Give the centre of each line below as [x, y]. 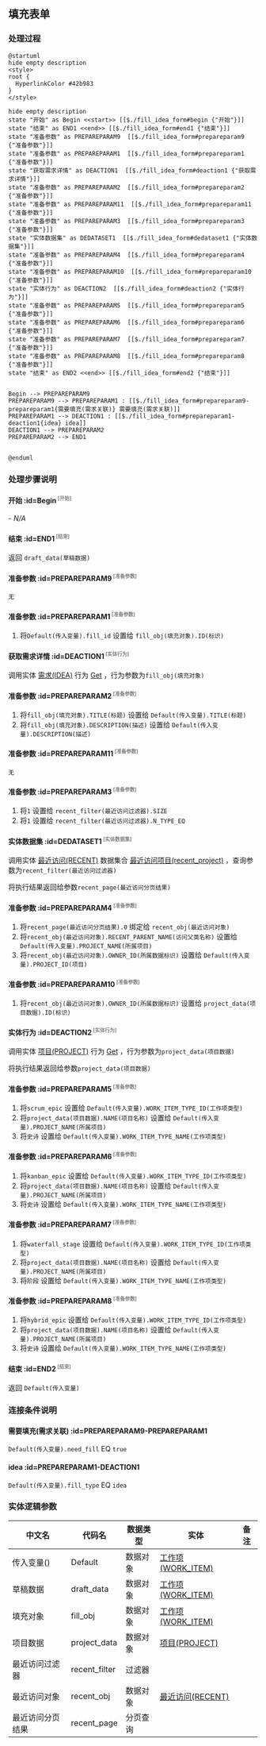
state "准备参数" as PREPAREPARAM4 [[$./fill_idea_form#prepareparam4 [127, 255]
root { [19, 77]
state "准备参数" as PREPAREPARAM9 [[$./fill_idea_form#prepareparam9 [127, 137]
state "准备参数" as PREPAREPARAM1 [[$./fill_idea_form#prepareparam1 [127, 153]
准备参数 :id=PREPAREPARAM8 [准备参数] [72, 1300]
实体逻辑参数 [33, 1507]
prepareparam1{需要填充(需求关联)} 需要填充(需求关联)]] [94, 409]
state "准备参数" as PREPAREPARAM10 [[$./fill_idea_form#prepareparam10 [130, 272]
